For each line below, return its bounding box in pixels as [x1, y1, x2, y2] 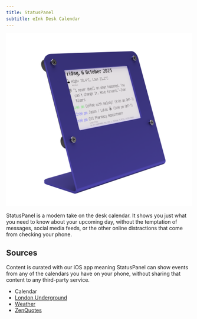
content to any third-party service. [6, 276, 90, 283]
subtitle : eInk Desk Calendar [6, 15, 81, 22]
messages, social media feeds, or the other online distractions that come [6, 225, 183, 232]
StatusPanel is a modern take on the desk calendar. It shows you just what [6, 212, 187, 219]
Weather [14, 300, 36, 307]
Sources [6, 248, 38, 258]
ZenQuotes [14, 307, 42, 314]
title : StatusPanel [6, 9, 54, 15]
